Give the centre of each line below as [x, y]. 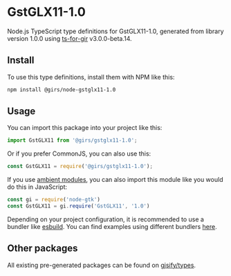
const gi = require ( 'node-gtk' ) [54, 200]
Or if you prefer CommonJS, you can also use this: [79, 154]
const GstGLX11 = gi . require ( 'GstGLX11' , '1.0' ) [78, 206]
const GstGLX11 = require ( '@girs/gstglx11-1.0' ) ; [80, 167]
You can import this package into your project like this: [85, 128]
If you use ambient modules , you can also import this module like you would [115, 180]
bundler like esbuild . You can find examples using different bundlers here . [112, 226]
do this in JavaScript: [37, 187]
